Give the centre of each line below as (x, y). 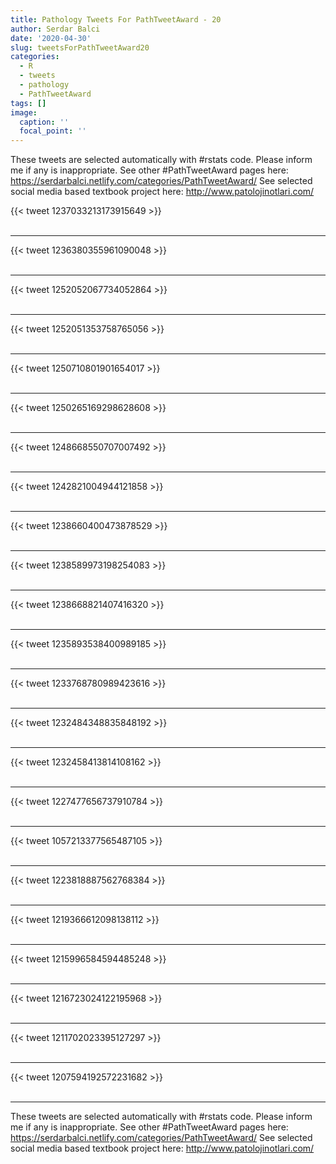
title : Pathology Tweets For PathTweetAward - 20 (116, 19)
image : (24, 112)
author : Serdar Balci (55, 29)
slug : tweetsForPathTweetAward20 (80, 47)
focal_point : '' (53, 131)
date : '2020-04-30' (51, 38)
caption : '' (44, 122)
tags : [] (28, 103)
